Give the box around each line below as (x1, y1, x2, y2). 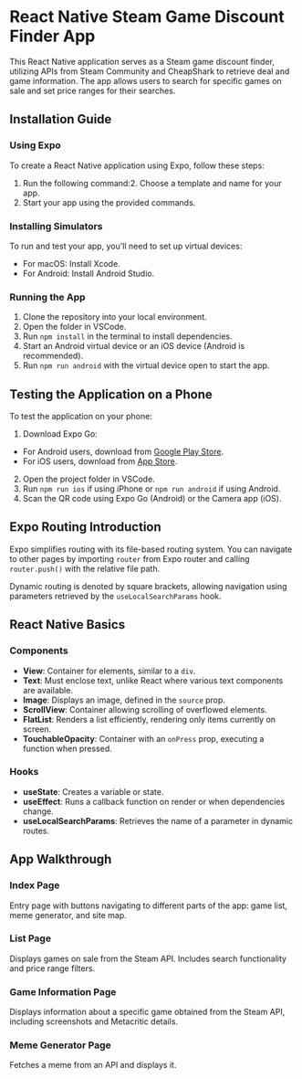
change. (22, 806, 54, 817)
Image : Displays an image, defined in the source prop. (22, 694, 226, 705)
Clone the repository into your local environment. (22, 312, 207, 323)
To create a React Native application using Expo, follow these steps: (9, 160, 265, 171)
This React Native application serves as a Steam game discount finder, (9, 56, 276, 67)
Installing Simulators (9, 219, 103, 232)
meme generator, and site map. (9, 909, 128, 920)
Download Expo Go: (22, 428, 98, 439)
